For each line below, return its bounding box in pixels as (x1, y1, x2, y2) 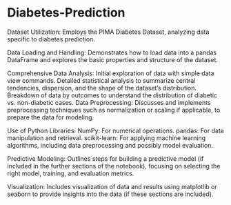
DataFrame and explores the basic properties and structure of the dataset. (7, 55, 219, 64)
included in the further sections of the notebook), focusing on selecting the (7, 162, 221, 170)
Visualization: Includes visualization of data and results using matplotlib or (7, 182, 217, 191)
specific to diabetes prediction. (7, 35, 95, 43)
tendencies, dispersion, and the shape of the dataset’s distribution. (7, 84, 197, 92)
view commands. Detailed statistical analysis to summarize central (7, 76, 196, 84)
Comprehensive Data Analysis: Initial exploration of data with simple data (7, 69, 214, 77)
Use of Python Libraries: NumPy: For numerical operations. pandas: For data (7, 126, 224, 135)
